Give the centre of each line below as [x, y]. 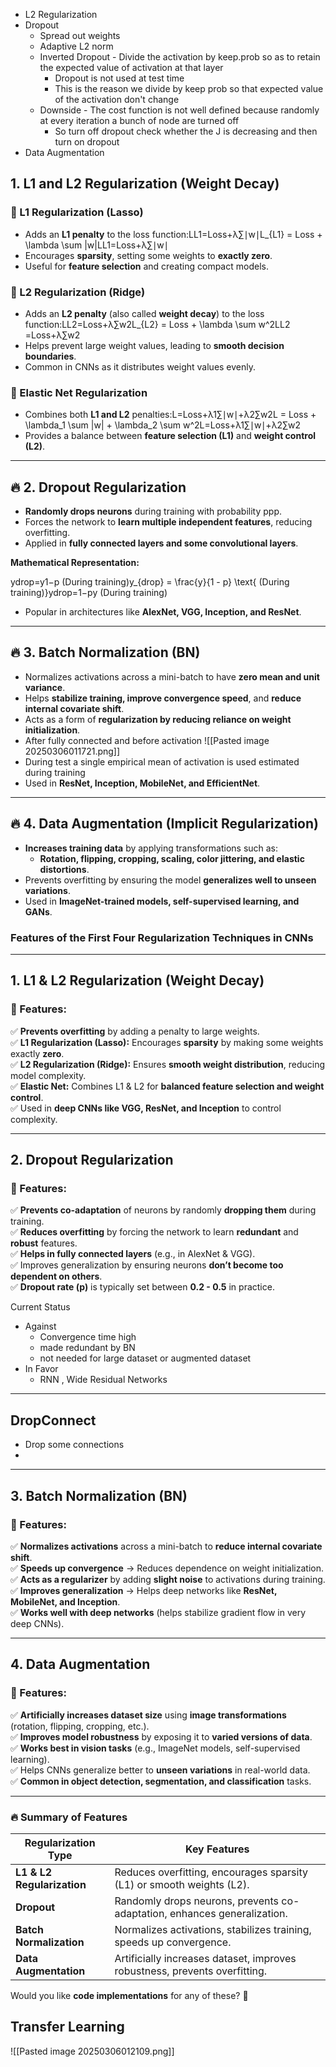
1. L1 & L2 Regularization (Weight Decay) [137, 980]
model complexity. [48, 1075]
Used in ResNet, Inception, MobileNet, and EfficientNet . [142, 783]
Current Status [40, 1307]
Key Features [217, 1849]
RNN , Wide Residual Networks [103, 1380]
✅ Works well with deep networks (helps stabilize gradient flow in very [158, 1612]
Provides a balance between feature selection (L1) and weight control [170, 436]
